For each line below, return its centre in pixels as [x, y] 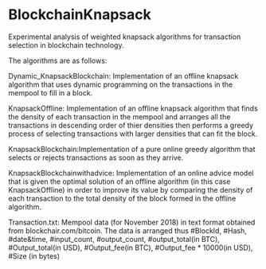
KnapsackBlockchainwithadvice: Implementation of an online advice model [131, 173]
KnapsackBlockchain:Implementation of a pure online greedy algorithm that [132, 149]
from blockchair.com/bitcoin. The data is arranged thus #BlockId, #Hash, [127, 230]
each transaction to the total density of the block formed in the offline [122, 198]
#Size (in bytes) [34, 255]
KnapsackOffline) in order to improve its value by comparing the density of [131, 189]
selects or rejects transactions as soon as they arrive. [96, 158]
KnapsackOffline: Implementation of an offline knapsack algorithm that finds [133, 108]
